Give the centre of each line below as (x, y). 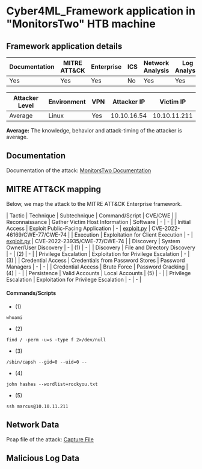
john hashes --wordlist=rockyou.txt (52, 384)
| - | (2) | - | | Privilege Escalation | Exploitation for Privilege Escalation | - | (98, 253)
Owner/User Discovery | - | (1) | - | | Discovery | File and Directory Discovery (101, 247)
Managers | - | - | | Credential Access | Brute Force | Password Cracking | (97, 267)
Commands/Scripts (31, 293)
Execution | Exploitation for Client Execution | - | (134, 234)
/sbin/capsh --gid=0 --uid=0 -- (47, 362)
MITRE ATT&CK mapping (54, 189)
